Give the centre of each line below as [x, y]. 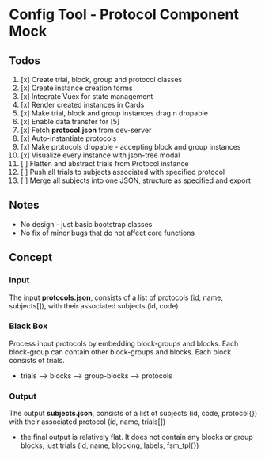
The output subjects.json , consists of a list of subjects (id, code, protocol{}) [133, 414]
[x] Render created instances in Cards [82, 105]
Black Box [28, 326]
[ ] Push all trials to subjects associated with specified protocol [123, 172]
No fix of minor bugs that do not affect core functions [108, 233]
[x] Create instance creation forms [76, 88]
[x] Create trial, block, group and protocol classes [101, 79]
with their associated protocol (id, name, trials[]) [87, 422]
